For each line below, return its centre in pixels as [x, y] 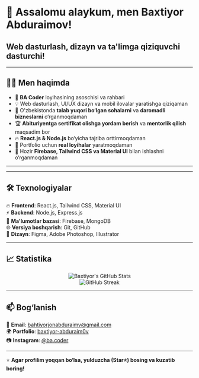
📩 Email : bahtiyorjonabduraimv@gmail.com [59, 325]
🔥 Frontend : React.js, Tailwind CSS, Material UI [64, 205]
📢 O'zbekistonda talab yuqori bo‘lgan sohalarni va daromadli [90, 110]
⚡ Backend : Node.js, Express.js [44, 212]
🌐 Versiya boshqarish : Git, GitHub [48, 227]
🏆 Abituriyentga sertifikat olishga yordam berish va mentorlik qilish [100, 123]
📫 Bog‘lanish [31, 308]
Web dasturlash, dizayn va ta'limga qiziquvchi [93, 47]
